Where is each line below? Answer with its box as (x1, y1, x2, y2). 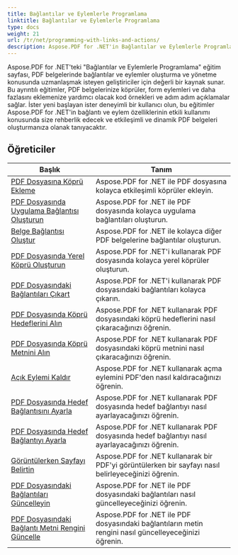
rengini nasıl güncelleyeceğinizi (95, 527, 200, 537)
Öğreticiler (7, 143, 56, 156)
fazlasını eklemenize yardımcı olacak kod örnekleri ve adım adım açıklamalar (7, 93, 230, 101)
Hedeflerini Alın (11, 318, 62, 328)
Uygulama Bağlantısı (11, 206, 79, 215)
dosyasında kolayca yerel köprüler (95, 255, 210, 265)
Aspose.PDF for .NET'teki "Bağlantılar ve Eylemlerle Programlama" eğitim (7, 63, 222, 71)
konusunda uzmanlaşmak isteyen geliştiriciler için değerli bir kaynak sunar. (7, 78, 225, 86)
